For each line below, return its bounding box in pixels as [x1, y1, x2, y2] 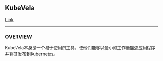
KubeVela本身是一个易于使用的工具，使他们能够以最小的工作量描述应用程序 [5, 45, 156, 51]
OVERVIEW [5, 33, 33, 40]
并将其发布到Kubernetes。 [5, 51, 58, 57]
